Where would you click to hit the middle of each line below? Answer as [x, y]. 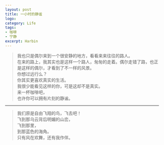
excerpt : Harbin [21, 41]
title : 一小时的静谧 [24, 14]
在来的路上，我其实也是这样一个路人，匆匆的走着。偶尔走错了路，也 [85, 62]
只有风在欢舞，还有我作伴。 [45, 137]
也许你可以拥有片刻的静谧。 [45, 98]
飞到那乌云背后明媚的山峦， [45, 119]
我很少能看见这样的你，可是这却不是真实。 [60, 86]
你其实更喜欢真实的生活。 [43, 80]
